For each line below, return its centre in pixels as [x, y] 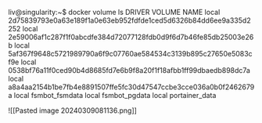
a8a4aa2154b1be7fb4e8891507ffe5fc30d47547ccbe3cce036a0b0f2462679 [131, 87]
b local [19, 45]
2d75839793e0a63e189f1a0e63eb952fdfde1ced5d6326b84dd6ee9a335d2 [130, 20]
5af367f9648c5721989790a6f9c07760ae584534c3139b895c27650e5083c [130, 54]
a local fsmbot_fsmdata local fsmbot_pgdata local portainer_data [112, 95]
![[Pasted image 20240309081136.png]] [72, 110]
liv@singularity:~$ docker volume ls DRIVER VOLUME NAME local [114, 12]
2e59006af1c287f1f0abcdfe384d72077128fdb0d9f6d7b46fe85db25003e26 [131, 37]
